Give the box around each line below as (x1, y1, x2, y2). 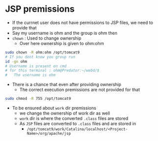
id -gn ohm (5, 59, 27, 64)
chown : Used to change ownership (12, 35, 82, 41)
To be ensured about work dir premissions (12, 105, 96, 111)
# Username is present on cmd (5, 64, 67, 69)
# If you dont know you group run (5, 54, 76, 59)
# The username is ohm (5, 72, 56, 78)
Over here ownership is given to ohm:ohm (19, 40, 104, 46)
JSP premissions (5, 3, 75, 15)
